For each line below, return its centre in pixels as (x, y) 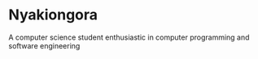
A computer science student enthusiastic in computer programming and (129, 37)
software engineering (44, 45)
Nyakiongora (53, 15)
